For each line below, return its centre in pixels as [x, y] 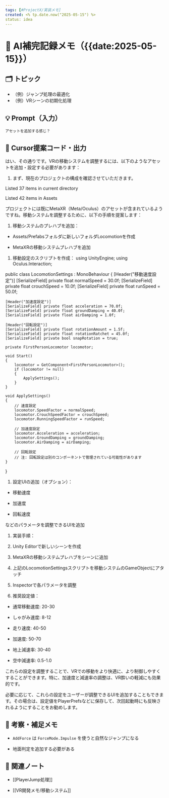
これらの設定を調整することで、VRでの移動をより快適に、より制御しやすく [83, 671]
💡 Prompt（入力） [34, 118]
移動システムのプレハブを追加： [46, 226]
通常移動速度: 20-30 [34, 607]
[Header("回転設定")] [26, 325]
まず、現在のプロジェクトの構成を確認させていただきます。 [74, 178]
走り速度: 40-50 [29, 628]
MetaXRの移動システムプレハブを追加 [51, 247]
